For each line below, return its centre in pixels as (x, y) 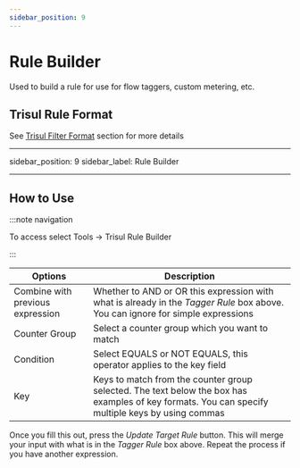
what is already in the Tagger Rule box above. (188, 303)
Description (190, 276)
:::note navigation (41, 220)
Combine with (43, 291)
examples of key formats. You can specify (181, 402)
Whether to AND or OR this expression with (183, 291)
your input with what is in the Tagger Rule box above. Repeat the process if (147, 445)
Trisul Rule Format (61, 114)
